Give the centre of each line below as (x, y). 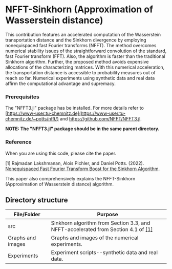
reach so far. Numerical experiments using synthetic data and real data (80, 78)
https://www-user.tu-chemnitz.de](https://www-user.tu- (66, 113)
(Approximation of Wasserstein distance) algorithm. (60, 184)
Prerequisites (22, 97)
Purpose (108, 215)
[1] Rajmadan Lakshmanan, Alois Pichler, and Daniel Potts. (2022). (75, 163)
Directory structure (37, 200)
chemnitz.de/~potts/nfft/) (32, 119)
